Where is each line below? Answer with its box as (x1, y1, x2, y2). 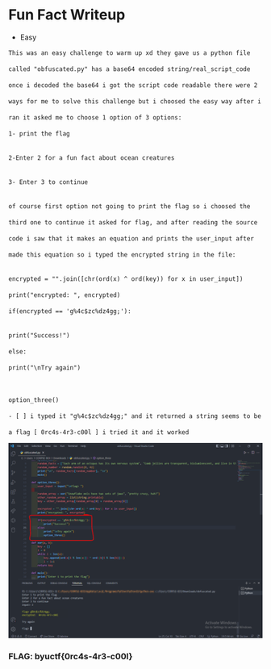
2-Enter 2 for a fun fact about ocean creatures (8, 153, 175, 162)
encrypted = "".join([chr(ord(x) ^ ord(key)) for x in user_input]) (8, 274, 244, 283)
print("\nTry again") (8, 363, 81, 372)
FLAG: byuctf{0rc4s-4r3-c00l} (8, 650, 133, 662)
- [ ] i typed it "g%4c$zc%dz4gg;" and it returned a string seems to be (8, 412, 262, 420)
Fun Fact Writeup (8, 6, 126, 24)
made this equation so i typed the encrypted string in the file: (8, 250, 236, 259)
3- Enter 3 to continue (8, 178, 89, 186)
